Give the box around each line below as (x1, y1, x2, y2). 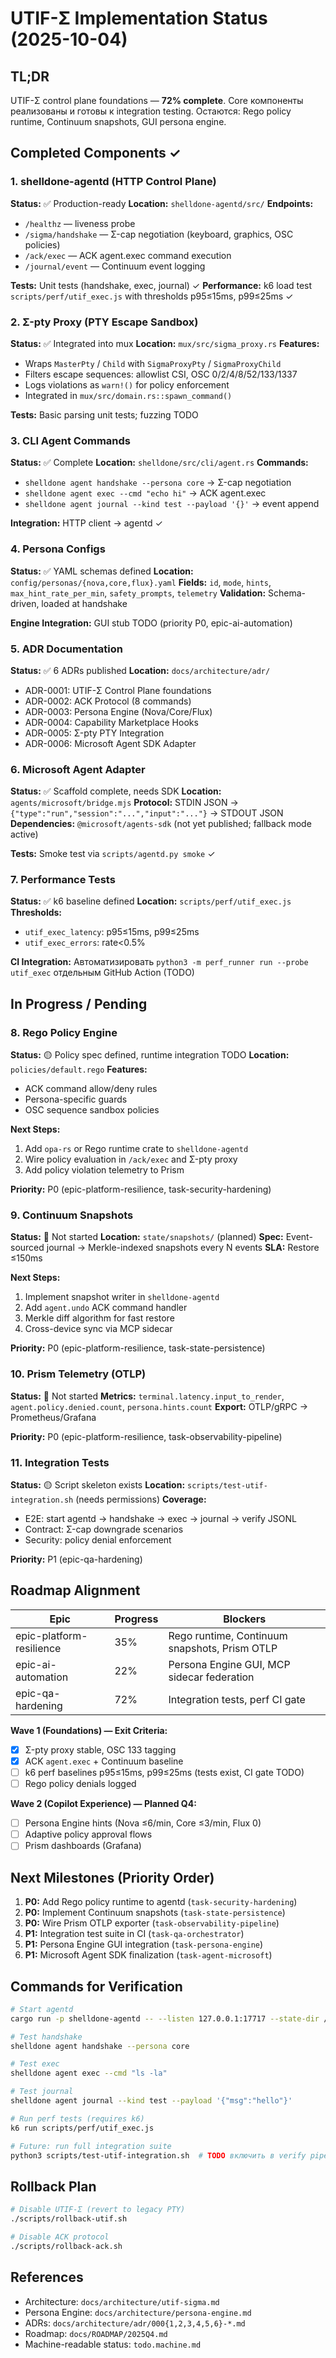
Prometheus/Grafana (10, 1411, 97, 1423)
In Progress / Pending (10, 995, 148, 1012)
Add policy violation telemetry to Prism (24, 1164, 185, 1176)
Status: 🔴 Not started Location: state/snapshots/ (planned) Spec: (10, 1231, 284, 1243)
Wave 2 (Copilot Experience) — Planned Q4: (10, 1798, 197, 1810)
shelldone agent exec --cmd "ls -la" (10, 2068, 168, 2079)
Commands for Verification (10, 1978, 183, 1995)
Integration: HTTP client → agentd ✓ (10, 517, 163, 529)
